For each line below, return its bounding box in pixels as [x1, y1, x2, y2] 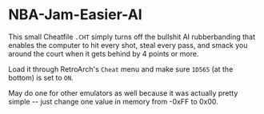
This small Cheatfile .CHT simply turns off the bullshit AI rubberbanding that [8, 32, 256, 41]
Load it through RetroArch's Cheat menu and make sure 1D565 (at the [8, 64, 234, 73]
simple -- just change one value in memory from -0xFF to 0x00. [8, 96, 218, 106]
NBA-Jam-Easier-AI [8, 6, 142, 24]
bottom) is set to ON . [8, 73, 74, 82]
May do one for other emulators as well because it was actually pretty [8, 88, 238, 97]
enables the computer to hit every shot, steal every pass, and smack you [8, 40, 248, 49]
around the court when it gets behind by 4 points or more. [8, 49, 199, 58]
